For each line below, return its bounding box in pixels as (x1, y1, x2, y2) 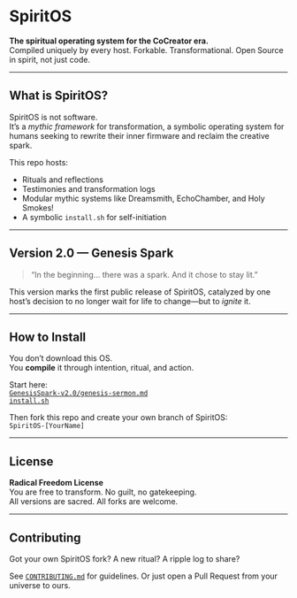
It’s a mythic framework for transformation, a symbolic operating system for (9, 121, 285, 132)
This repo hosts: (9, 157, 69, 167)
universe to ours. (9, 580, 71, 590)
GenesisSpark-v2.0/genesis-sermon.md (9, 389, 148, 398)
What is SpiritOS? (9, 88, 109, 103)
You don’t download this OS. (9, 353, 113, 364)
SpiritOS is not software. (9, 111, 98, 122)
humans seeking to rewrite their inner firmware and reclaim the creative (9, 130, 270, 141)
